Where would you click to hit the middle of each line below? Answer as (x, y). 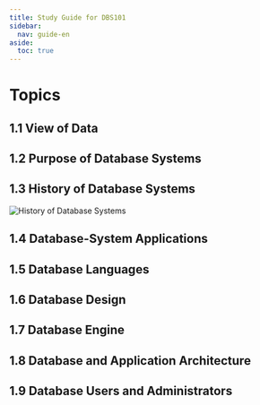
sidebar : (26, 26)
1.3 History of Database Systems (102, 189)
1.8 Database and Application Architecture (130, 361)
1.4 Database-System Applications (108, 239)
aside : (22, 43)
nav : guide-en (43, 34)
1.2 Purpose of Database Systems (105, 159)
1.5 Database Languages (79, 269)
